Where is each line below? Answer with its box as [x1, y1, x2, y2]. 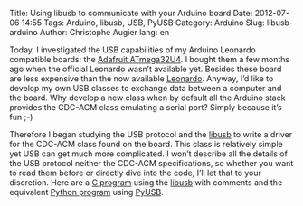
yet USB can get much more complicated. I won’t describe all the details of [9, 148, 288, 159]
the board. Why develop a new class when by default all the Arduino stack [9, 92, 286, 103]
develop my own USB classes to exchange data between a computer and [9, 83, 282, 93]
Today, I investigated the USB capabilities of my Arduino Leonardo [9, 44, 256, 55]
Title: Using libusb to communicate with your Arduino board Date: [9, 8, 253, 18]
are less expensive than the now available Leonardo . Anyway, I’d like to [9, 73, 274, 84]
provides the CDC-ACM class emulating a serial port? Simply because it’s [9, 102, 282, 112]
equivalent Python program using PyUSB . [9, 187, 165, 197]
